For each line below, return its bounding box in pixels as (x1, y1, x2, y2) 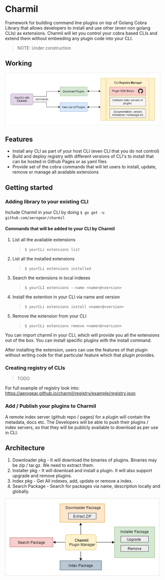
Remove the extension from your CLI (12, 313, 87, 319)
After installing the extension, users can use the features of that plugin (5, 347, 148, 353)
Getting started (5, 183, 53, 192)
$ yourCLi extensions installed (24, 266, 91, 271)
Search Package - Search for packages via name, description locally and (12, 483, 161, 489)
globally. (12, 488, 30, 494)
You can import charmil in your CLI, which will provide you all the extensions (5, 332, 160, 338)
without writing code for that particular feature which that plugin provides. (5, 352, 155, 358)
